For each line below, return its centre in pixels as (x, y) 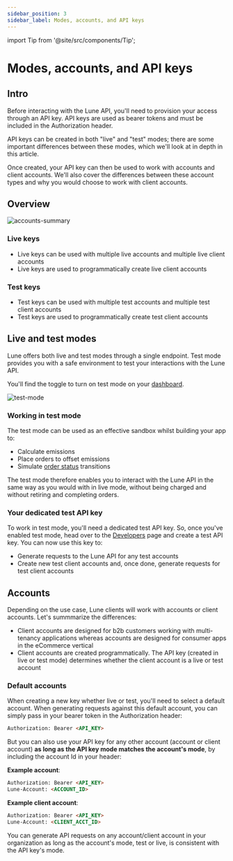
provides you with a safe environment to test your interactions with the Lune (116, 363)
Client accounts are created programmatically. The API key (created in (118, 653)
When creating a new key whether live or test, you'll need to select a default (116, 701)
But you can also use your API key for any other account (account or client (114, 742)
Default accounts (37, 686)
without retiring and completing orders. (63, 495)
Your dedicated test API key (55, 512)
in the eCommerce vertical (55, 646)
